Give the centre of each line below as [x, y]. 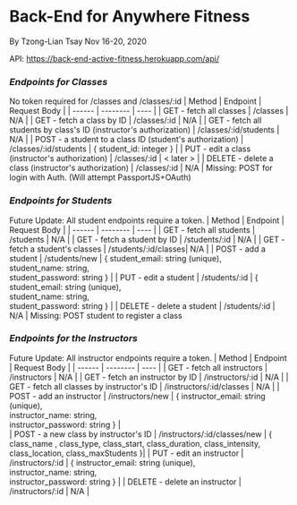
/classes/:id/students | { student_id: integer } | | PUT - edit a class [130, 149]
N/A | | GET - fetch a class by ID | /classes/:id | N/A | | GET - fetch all [136, 120]
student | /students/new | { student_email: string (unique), [115, 258]
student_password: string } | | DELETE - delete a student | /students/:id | [142, 305]
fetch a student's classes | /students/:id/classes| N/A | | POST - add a [138, 249]
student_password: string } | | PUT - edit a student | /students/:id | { [134, 277]
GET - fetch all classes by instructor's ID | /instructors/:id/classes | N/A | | [144, 386]
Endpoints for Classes [59, 81]
